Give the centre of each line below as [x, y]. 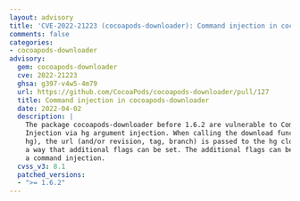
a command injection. [65, 158]
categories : [31, 42]
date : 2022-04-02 [50, 109]
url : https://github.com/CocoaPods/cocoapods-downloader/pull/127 [143, 92]
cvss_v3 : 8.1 [42, 166]
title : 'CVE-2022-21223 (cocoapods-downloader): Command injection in [143, 26]
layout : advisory [42, 17]
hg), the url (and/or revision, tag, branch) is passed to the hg [151, 141]
